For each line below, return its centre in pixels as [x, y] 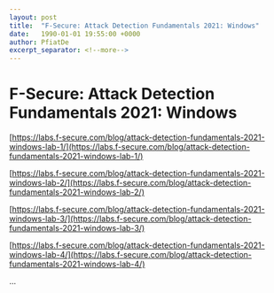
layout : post [33, 17]
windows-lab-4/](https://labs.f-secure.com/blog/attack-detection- [131, 255]
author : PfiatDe [39, 42]
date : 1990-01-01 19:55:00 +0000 [75, 34]
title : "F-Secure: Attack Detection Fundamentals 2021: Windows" [134, 26]
